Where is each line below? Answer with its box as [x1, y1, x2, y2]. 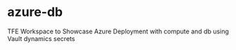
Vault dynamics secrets [7, 34, 75, 42]
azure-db [7, 4, 63, 20]
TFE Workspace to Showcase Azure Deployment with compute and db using [7, 27, 229, 35]
